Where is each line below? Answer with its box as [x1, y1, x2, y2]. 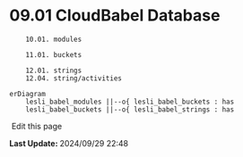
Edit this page [11, 120, 63, 131]
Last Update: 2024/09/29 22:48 [9, 137, 128, 148]
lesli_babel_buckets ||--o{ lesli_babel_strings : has [25, 104, 235, 114]
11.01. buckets [25, 50, 82, 59]
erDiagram [9, 89, 47, 98]
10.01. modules [25, 35, 82, 44]
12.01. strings [25, 66, 82, 75]
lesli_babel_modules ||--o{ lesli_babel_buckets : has [25, 97, 235, 106]
